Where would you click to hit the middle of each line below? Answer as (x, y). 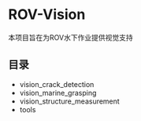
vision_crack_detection (57, 84)
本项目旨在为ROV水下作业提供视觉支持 (70, 37)
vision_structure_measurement (69, 101)
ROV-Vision (47, 15)
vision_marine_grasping (58, 93)
